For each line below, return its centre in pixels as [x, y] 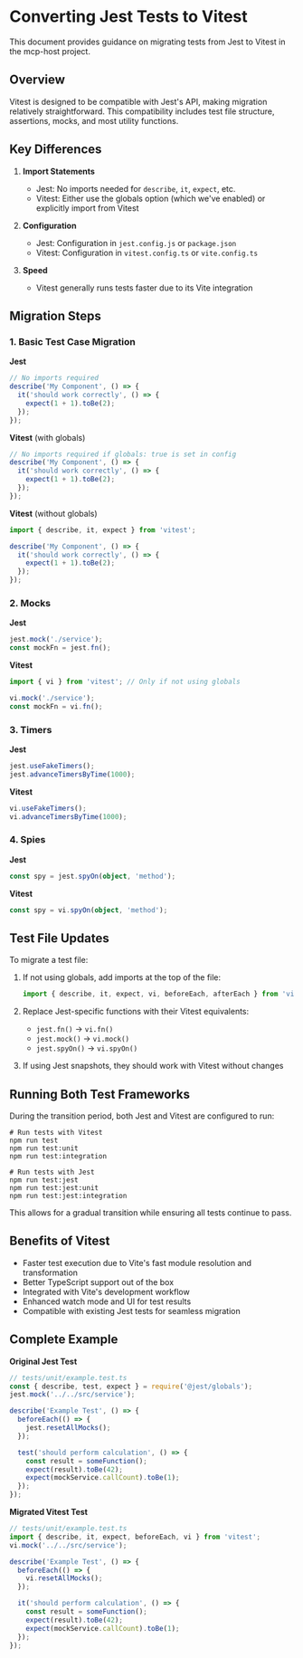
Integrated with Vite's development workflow [106, 1291]
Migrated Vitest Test [49, 1512]
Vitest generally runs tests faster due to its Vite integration [144, 288]
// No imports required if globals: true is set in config [123, 454]
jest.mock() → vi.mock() [83, 1039]
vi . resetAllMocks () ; [64, 1578]
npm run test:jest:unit [54, 1188]
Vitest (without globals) [53, 513]
